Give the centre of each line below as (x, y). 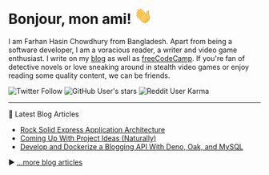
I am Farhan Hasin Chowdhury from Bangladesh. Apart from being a (120, 41)
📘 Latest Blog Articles (44, 114)
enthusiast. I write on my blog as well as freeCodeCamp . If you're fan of (127, 58)
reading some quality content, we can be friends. (89, 75)
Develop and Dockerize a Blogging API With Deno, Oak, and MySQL (132, 146)
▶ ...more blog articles (45, 162)
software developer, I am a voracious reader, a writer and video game (123, 50)
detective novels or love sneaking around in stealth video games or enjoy (129, 67)
